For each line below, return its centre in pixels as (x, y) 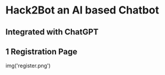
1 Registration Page (42, 51)
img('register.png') (28, 66)
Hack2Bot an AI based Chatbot (82, 10)
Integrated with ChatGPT (52, 32)
